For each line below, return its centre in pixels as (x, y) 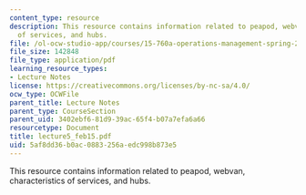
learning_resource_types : (58, 69)
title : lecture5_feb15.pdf (61, 137)
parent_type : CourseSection (63, 111)
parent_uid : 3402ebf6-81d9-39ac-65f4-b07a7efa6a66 (107, 119)
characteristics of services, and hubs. (80, 180)
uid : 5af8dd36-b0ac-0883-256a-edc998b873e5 (93, 145)
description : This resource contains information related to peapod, (144, 26)
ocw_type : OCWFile (44, 94)
